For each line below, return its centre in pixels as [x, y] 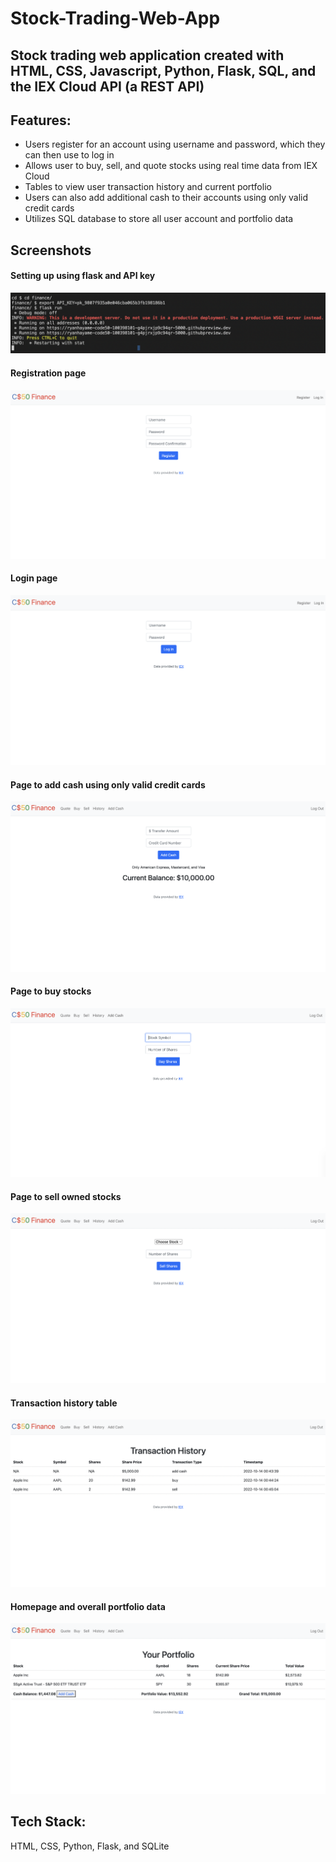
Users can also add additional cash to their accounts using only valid [166, 198]
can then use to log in [69, 155]
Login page [34, 578]
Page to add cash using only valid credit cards [108, 784]
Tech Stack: [48, 1822]
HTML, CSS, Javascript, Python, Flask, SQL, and [163, 70]
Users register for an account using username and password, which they [175, 144]
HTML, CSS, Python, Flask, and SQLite [90, 1846]
